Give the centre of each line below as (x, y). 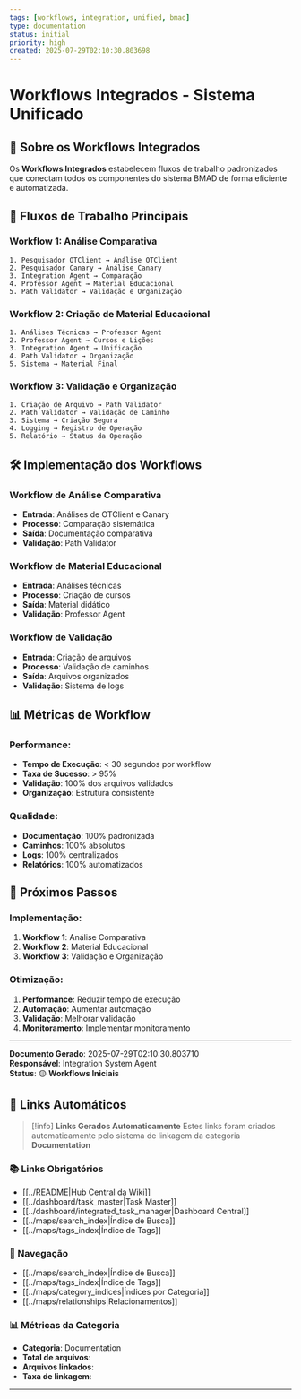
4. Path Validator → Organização (72, 356)
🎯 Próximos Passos (64, 893)
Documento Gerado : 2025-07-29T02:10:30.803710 (104, 1053)
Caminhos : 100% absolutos (73, 845)
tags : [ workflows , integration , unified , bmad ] (100, 17)
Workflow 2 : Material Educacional (85, 947)
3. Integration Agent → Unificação (76, 349)
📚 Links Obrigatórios (56, 1169)
